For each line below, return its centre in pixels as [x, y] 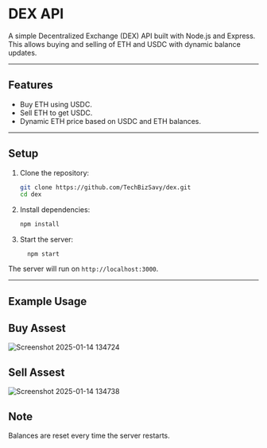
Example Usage [48, 301]
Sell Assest [37, 372]
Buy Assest [37, 328]
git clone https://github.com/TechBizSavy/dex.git [105, 187]
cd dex [31, 195]
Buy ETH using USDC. [56, 104]
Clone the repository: [54, 172]
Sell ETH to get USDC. [56, 113]
